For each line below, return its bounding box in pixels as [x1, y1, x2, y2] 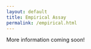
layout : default [6, 8, 47, 15]
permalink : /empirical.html [6, 20, 78, 26]
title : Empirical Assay [6, 14, 67, 20]
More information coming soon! [6, 36, 85, 44]
